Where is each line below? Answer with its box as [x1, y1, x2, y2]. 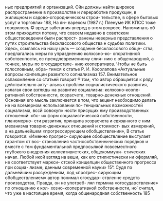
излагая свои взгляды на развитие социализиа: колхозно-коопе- [5, 87, 141, 92]
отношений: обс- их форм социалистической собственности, [5, 113, 133, 118]
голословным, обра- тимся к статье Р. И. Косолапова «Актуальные [5, 66, 145, 72]
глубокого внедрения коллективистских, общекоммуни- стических [5, 149, 146, 155]
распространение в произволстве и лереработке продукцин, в [5, 9, 137, 15]
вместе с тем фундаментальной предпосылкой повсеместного [5, 144, 137, 149]
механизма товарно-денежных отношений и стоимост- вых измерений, [5, 123, 155, 128]
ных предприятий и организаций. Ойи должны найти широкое [5, 4, 135, 10]
